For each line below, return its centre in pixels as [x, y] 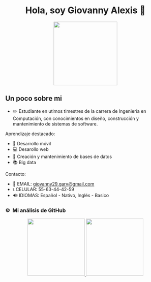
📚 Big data [24, 162]
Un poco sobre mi [34, 99]
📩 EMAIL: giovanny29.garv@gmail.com [53, 184]
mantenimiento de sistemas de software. [55, 123]
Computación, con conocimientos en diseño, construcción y [75, 118]
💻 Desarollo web [31, 149]
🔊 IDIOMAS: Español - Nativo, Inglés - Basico [61, 195]
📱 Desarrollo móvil [32, 143]
